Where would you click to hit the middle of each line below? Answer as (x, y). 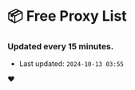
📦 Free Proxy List (67, 16)
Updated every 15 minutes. (61, 47)
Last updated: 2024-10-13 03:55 (71, 64)
